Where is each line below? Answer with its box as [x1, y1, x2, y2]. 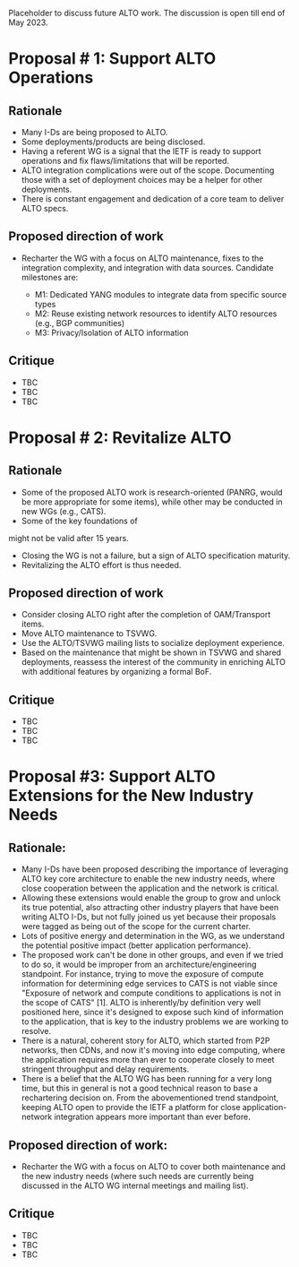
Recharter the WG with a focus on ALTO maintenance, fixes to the [21, 253, 264, 263]
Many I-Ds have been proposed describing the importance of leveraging [21, 864, 288, 875]
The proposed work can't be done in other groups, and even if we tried [21, 950, 284, 961]
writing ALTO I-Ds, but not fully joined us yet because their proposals [21, 911, 277, 922]
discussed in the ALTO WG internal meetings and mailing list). [21, 1180, 249, 1191]
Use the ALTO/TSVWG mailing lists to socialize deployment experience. [21, 638, 286, 649]
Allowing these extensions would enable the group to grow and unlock [21, 892, 281, 903]
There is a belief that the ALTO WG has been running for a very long [21, 1073, 272, 1084]
